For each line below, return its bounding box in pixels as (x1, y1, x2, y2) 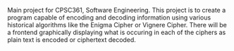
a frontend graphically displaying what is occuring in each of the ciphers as (7, 28, 226, 36)
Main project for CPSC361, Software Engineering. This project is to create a (7, 6, 226, 14)
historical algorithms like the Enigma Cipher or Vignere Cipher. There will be (7, 21, 227, 29)
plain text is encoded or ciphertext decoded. (7, 36, 136, 44)
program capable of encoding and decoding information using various (7, 13, 211, 22)
